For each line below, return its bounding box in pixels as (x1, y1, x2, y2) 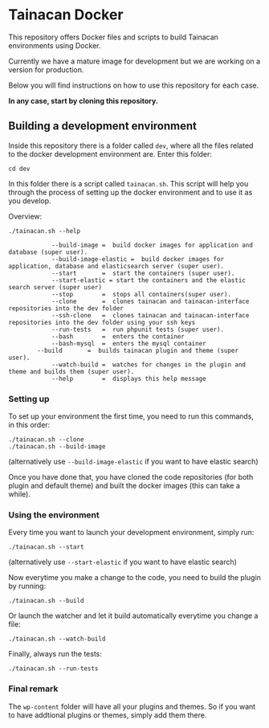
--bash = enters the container (51, 332, 185, 341)
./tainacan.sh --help (8, 227, 81, 235)
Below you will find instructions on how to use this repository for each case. (8, 80, 259, 90)
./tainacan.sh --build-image (8, 443, 106, 451)
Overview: (8, 211, 43, 221)
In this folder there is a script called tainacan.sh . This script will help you (8, 178, 249, 188)
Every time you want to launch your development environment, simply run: (8, 528, 255, 538)
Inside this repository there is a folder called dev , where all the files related (8, 141, 254, 150)
